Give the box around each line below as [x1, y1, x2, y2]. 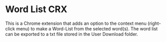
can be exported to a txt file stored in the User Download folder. [5, 31, 138, 37]
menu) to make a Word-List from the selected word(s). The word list [16, 25, 158, 31]
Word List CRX [5, 4, 67, 15]
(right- [147, 20, 161, 26]
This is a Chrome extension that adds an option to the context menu [5, 20, 147, 26]
